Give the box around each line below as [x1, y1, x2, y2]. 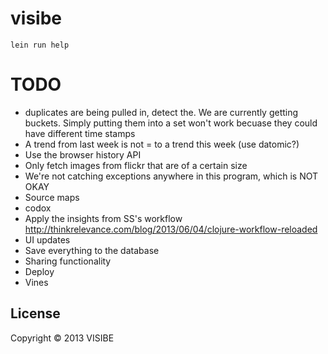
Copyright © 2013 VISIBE [10, 332, 115, 344]
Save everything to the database [24, 244, 160, 256]
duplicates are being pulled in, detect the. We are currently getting [24, 106, 299, 118]
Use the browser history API [24, 148, 142, 161]
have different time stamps [24, 127, 136, 139]
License [10, 305, 61, 322]
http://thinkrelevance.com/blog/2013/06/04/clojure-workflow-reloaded [24, 223, 318, 235]
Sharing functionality [24, 255, 112, 267]
